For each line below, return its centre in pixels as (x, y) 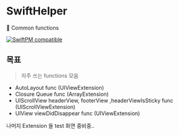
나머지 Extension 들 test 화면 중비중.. (50, 125)
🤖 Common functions (33, 28)
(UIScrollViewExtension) (45, 107)
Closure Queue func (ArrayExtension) (62, 94)
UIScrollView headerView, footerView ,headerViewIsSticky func (94, 100)
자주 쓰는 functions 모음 (50, 75)
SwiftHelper (37, 11)
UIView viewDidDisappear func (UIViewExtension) (77, 113)
